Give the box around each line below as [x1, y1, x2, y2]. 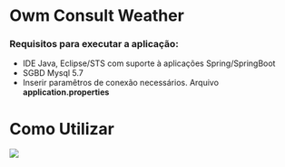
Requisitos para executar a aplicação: [9, 38, 179, 51]
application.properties [22, 87, 110, 97]
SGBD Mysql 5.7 [22, 68, 84, 79]
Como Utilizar [9, 118, 115, 139]
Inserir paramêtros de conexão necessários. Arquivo [22, 78, 220, 88]
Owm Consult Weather [9, 5, 184, 26]
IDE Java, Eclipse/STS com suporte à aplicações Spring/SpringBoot [22, 58, 276, 69]
